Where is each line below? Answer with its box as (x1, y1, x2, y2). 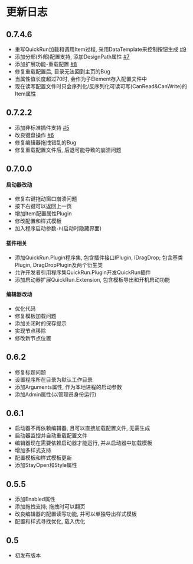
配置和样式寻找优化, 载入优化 (14, 518, 86, 525)
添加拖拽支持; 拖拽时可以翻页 (14, 503, 86, 510)
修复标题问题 (14, 368, 46, 376)
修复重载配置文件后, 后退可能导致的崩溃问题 (14, 146, 122, 153)
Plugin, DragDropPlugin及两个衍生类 (14, 261, 103, 268)
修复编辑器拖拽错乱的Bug (14, 138, 77, 146)
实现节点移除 (14, 327, 46, 334)
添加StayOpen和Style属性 (14, 462, 77, 469)
